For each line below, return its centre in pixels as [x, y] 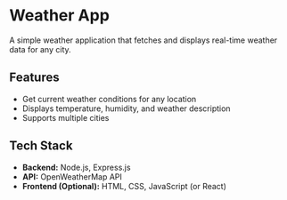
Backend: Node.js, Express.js [76, 167]
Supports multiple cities [66, 117]
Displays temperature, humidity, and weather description [126, 108]
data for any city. [40, 49]
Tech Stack [41, 146]
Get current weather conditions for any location [109, 99]
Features [34, 78]
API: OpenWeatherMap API [72, 176]
